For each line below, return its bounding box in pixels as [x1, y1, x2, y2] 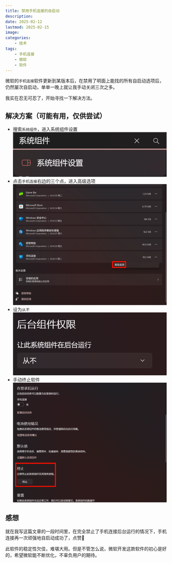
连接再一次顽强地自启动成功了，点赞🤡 [5, 534, 85, 541]
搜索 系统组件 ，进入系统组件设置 [12, 126, 78, 132]
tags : [5, 46, 17, 51]
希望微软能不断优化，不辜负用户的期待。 [14, 552, 100, 558]
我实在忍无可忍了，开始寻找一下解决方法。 [5, 95, 95, 101]
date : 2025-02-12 [5, 19, 42, 24]
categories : [5, 35, 31, 41]
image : [5, 30, 19, 35]
